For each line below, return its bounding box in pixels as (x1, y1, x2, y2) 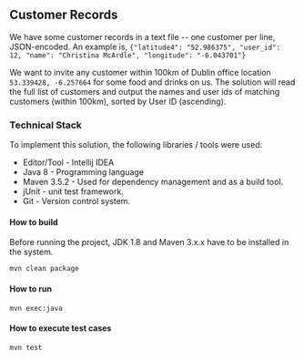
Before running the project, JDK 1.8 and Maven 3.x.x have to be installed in (9, 237, 289, 248)
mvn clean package (9, 264, 79, 273)
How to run (9, 283, 53, 294)
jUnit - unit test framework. (22, 186, 125, 197)
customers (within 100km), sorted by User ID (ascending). (9, 96, 227, 107)
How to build (9, 216, 58, 227)
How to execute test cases (9, 323, 112, 334)
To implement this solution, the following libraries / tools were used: (9, 139, 263, 150)
